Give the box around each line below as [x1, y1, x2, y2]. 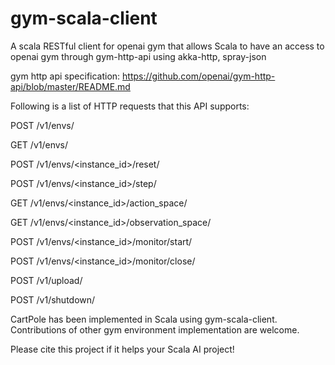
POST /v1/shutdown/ [10, 293, 96, 306]
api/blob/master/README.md [10, 80, 131, 92]
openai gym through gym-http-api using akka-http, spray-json [10, 50, 267, 62]
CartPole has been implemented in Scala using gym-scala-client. [10, 313, 278, 325]
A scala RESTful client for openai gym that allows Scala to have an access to [10, 40, 325, 52]
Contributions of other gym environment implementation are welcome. [10, 323, 300, 336]
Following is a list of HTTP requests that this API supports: [10, 100, 250, 112]
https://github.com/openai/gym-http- [122, 70, 276, 82]
